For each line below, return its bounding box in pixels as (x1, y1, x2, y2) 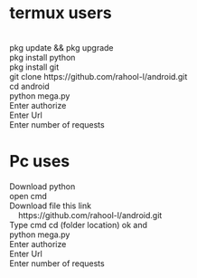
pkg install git (9, 62, 60, 72)
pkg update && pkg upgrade (9, 42, 115, 53)
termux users (9, 3, 113, 24)
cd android (9, 81, 50, 91)
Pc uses (9, 151, 70, 172)
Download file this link (9, 200, 92, 211)
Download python (9, 180, 76, 192)
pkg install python (9, 52, 76, 62)
